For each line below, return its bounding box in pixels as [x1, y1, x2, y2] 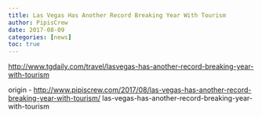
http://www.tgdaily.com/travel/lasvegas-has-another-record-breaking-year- [8, 62, 254, 71]
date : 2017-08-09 [8, 26, 65, 34]
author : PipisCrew [8, 19, 68, 27]
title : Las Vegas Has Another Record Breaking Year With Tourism [8, 11, 226, 19]
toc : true [8, 41, 41, 48]
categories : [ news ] [8, 33, 72, 41]
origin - [8, 85, 32, 94]
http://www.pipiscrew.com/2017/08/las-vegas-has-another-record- [33, 85, 252, 94]
